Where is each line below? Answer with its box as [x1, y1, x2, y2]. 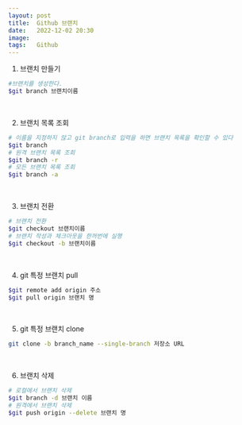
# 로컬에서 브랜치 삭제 [8, 387, 72, 395]
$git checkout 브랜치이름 [8, 225, 86, 233]
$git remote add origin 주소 [8, 286, 102, 294]
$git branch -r [8, 156, 59, 164]
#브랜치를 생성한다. [8, 80, 63, 88]
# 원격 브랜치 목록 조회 [8, 149, 75, 156]
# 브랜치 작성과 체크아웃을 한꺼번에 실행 [8, 232, 122, 240]
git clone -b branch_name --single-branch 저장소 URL [8, 340, 185, 348]
